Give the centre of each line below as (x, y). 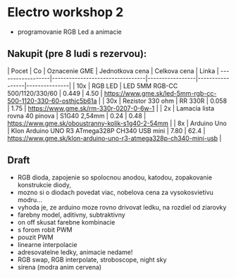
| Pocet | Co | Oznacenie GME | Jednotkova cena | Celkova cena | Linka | (113, 70)
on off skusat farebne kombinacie (66, 222)
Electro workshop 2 (66, 12)
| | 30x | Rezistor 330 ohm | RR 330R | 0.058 (163, 101)
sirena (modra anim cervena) (60, 267)
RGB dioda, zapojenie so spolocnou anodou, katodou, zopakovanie (115, 177)
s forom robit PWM (45, 229)
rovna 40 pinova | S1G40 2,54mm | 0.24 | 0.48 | (77, 115)
